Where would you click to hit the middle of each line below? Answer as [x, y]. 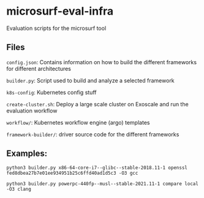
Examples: [27, 154]
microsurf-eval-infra [60, 11]
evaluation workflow [32, 111]
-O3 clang [19, 189]
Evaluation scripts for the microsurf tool [56, 28]
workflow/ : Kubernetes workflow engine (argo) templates [78, 122]
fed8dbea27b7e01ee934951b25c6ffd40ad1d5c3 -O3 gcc [72, 173]
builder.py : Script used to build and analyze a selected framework [90, 80]
